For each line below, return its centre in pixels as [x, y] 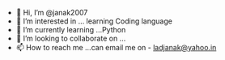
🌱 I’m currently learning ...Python [71, 30]
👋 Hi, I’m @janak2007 [52, 13]
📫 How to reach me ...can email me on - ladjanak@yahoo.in [116, 47]
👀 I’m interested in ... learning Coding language [94, 21]
